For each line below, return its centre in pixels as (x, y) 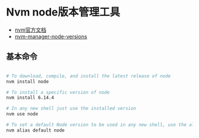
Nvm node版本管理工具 (63, 12)
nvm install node (28, 81)
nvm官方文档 (30, 30)
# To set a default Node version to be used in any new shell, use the (96, 125)
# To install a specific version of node (58, 92)
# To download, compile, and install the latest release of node (88, 76)
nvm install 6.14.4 (30, 98)
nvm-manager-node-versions (51, 36)
